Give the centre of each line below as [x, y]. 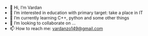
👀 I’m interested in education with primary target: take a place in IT [76, 13]
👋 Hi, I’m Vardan [26, 8]
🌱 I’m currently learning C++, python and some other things [69, 18]
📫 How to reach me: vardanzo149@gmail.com [56, 28]
